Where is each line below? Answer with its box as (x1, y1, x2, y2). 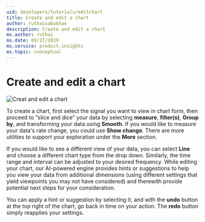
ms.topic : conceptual (6, 49, 62, 55)
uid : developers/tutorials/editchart (6, 9, 103, 15)
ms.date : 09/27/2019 (6, 37, 60, 43)
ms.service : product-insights (6, 43, 84, 50)
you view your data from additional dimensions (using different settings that (6, 171, 198, 178)
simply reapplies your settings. (6, 209, 84, 216)
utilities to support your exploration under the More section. (6, 133, 158, 141)
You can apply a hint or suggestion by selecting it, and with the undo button (6, 196, 198, 203)
